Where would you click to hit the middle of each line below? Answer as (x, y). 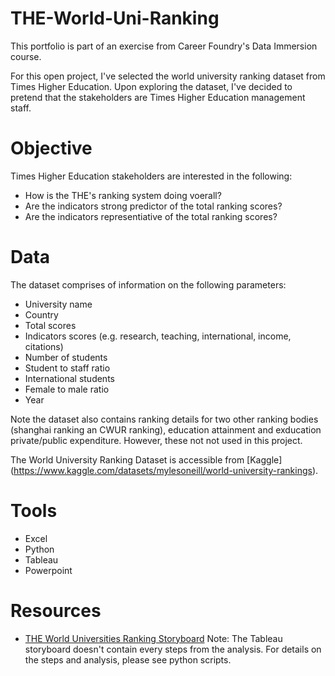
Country (41, 314)
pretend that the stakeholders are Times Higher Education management (158, 97)
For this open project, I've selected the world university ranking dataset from (168, 76)
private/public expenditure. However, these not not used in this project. (156, 440)
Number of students (66, 357)
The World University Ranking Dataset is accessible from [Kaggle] (146, 459)
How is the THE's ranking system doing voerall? (123, 195)
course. (26, 56)
